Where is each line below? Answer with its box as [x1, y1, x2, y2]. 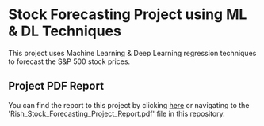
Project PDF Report [8, 80, 105, 93]
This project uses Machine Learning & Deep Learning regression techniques [8, 48, 257, 57]
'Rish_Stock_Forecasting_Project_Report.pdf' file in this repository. [8, 109, 226, 118]
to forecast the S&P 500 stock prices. [8, 57, 131, 66]
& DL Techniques [8, 22, 121, 40]
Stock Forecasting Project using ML [8, 6, 247, 24]
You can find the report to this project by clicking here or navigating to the [8, 100, 250, 109]
